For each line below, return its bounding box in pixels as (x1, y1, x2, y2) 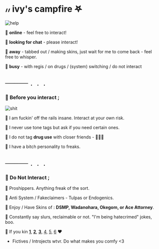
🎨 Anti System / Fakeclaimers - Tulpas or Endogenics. (5, 195, 114, 201)
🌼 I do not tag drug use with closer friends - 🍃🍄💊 (5, 134, 104, 140)
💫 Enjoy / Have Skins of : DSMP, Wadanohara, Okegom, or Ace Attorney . (5, 205, 154, 211)
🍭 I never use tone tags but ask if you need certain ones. (5, 124, 120, 130)
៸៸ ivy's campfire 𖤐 (5, 3, 82, 15)
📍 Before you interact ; (5, 94, 60, 101)
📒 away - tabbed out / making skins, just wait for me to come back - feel (5, 48, 152, 54)
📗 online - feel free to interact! (5, 30, 67, 36)
